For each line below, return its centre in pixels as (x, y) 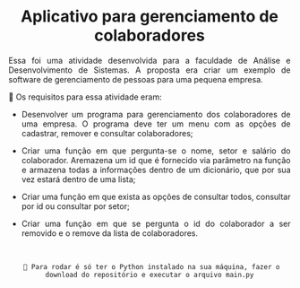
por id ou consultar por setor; (76, 206)
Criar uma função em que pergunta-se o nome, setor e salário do (156, 151)
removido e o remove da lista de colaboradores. (110, 233)
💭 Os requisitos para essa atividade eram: (85, 97)
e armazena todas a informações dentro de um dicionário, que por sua (156, 170)
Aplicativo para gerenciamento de (150, 17)
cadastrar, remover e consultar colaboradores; (107, 133)
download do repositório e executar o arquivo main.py (150, 275)
